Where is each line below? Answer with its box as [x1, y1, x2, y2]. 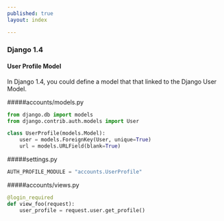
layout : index [7, 16, 48, 23]
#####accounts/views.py [7, 181, 80, 189]
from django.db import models [7, 111, 94, 118]
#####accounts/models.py [7, 97, 84, 106]
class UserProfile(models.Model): [7, 130, 106, 137]
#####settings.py [7, 155, 58, 163]
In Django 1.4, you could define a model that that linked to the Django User [7, 77, 217, 86]
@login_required [7, 194, 53, 201]
